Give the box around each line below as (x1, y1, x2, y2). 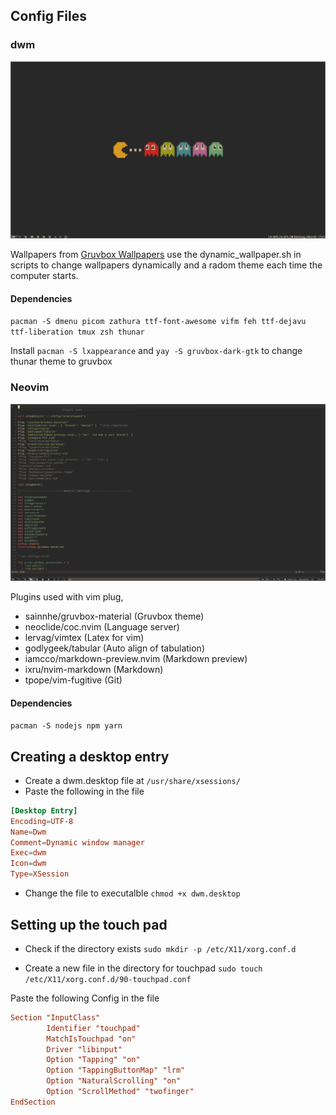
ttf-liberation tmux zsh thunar (10, 327, 145, 338)
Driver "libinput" (46, 1044, 123, 1054)
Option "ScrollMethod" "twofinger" (46, 1087, 195, 1097)
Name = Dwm (10, 827, 47, 837)
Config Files (10, 8, 87, 25)
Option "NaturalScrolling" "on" (46, 1076, 182, 1086)
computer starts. (10, 270, 79, 282)
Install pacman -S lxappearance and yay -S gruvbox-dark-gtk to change (10, 345, 303, 357)
